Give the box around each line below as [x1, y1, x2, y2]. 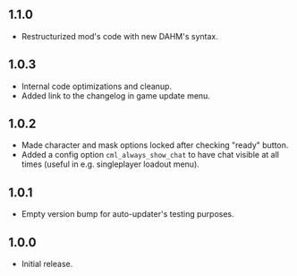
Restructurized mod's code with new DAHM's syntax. [21, 30, 218, 41]
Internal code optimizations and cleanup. [21, 81, 172, 91]
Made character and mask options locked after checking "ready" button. [21, 140, 289, 151]
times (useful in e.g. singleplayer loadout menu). [21, 159, 200, 169]
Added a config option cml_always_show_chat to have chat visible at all [21, 150, 279, 160]
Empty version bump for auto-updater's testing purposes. [21, 209, 234, 220]
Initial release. [21, 259, 73, 270]
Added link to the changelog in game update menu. [21, 90, 211, 101]
